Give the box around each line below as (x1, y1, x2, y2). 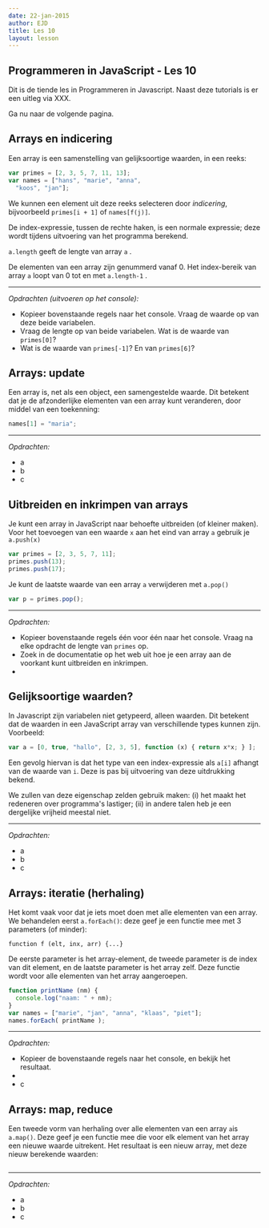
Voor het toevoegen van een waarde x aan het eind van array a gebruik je (8, 528, 250, 537)
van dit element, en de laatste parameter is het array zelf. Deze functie (8, 963, 240, 972)
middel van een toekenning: (8, 405, 100, 414)
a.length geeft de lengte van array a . (8, 246, 132, 256)
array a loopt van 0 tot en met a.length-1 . (8, 270, 148, 280)
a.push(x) (8, 536, 42, 544)
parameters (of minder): (8, 924, 87, 934)
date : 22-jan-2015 (8, 11, 70, 20)
